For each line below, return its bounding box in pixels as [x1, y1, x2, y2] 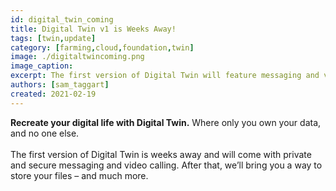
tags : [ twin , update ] [10, 33, 97, 43]
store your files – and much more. [10, 169, 149, 181]
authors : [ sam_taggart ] [10, 80, 110, 90]
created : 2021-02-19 [10, 89, 97, 99]
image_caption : [10, 61, 74, 71]
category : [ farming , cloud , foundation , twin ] [10, 42, 195, 53]
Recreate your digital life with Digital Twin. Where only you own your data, [10, 116, 322, 128]
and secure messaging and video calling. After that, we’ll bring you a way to [10, 159, 323, 171]
